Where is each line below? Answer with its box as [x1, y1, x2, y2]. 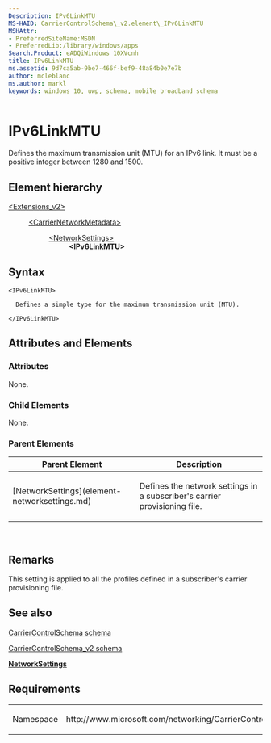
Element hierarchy [8, 180, 102, 194]
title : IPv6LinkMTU [8, 57, 74, 65]
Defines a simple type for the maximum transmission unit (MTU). [15, 300, 240, 309]
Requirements [8, 682, 81, 696]
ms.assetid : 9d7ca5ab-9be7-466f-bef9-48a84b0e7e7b [8, 65, 182, 73]
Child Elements [8, 399, 69, 410]
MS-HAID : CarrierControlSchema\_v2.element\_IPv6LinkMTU [8, 19, 204, 27]
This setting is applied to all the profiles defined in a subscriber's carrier [8, 574, 248, 584]
